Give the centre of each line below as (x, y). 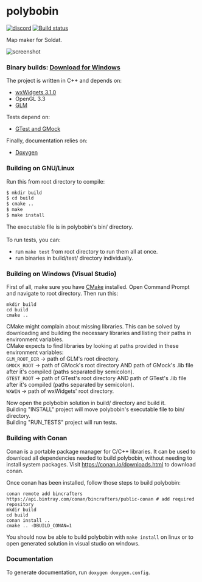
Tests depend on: (28, 117)
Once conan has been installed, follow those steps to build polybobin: (94, 482)
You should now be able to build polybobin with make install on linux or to (100, 537)
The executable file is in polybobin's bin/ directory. (70, 227)
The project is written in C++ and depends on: (64, 81)
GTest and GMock (38, 129)
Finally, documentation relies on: (47, 140)
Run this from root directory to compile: (56, 181)
